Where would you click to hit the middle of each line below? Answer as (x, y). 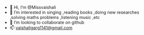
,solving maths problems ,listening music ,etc (55, 17)
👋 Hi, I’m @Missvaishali (33, 7)
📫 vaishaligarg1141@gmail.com (41, 28)
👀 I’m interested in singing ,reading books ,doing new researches (74, 12)
